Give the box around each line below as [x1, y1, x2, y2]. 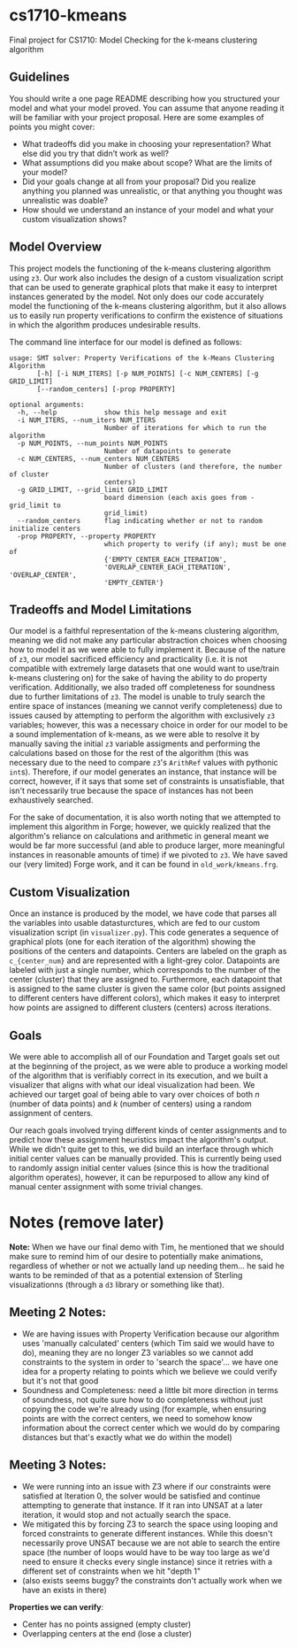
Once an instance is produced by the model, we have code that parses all [9, 908, 277, 919]
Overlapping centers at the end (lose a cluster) [21, 1628, 193, 1638]
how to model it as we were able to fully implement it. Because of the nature [9, 644, 286, 655]
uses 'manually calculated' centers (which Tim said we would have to [21, 1337, 275, 1348]
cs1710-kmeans [9, 5, 127, 26]
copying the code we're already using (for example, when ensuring [21, 1404, 267, 1414]
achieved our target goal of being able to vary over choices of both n [9, 1090, 260, 1099]
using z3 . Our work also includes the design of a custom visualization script [9, 272, 284, 283]
